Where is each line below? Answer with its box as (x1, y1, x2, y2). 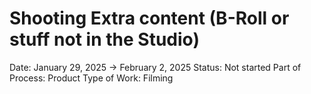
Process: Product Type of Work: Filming (9, 72, 174, 84)
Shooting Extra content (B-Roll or (9, 7, 290, 30)
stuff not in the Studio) (9, 28, 200, 51)
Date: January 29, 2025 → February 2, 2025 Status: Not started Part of (9, 61, 302, 73)
